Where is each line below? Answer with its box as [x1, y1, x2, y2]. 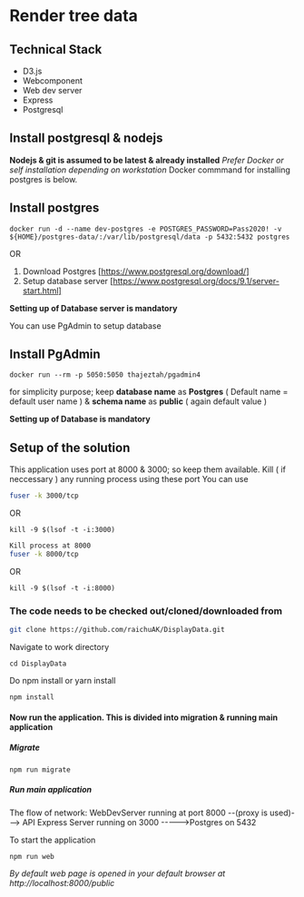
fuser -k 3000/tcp [9, 491, 79, 500]
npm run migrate [9, 764, 71, 774]
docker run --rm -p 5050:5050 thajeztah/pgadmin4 [9, 370, 201, 379]
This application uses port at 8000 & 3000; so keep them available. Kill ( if [9, 464, 286, 475]
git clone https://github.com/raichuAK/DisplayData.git [9, 626, 225, 635]
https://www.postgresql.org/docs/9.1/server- [113, 275, 279, 286]
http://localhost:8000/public [9, 877, 115, 888]
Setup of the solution [9, 439, 131, 455]
